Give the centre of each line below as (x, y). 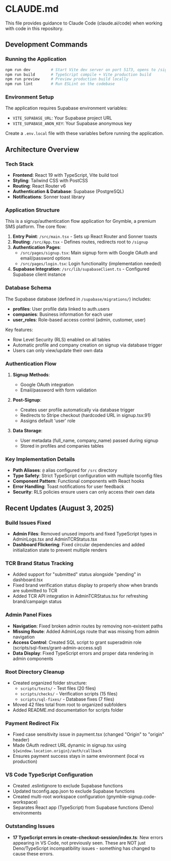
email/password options (46, 258)
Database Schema (28, 288)
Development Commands (47, 45)
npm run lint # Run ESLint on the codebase (60, 84)
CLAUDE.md (32, 9)
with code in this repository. (34, 28)
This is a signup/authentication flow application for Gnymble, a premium (81, 221)
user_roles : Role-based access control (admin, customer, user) (79, 319)
